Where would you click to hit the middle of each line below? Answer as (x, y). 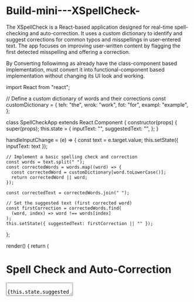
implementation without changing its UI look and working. (76, 76)
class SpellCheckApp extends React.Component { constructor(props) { (92, 122)
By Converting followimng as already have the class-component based (92, 63)
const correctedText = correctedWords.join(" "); (68, 193)
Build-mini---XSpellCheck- (73, 11)
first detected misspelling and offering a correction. (68, 52)
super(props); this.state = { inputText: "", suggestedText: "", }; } (82, 128)
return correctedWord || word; (50, 177)
